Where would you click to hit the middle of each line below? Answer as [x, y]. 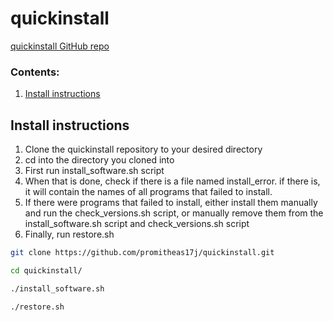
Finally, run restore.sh [69, 234]
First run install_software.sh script [94, 171]
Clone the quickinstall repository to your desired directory [143, 149]
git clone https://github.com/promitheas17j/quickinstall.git [142, 253]
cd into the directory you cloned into [99, 160]
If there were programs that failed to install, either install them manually [171, 203]
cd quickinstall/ [46, 270]
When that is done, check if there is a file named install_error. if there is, [172, 181]
